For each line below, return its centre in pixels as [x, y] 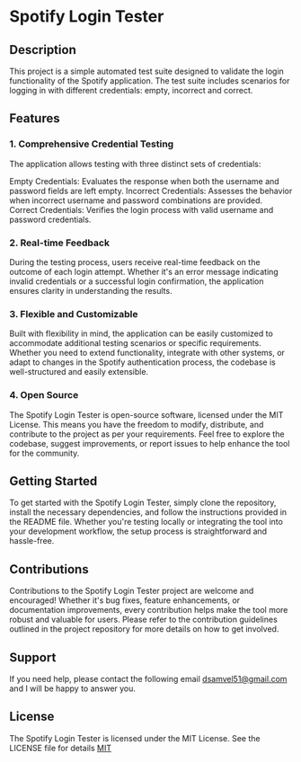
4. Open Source [44, 395]
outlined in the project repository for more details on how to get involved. [144, 629]
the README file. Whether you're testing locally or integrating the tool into [146, 522]
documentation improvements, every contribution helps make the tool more [149, 610]
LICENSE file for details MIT [61, 748]
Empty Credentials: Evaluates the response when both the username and [145, 181]
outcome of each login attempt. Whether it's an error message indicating [144, 271]
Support [33, 657]
